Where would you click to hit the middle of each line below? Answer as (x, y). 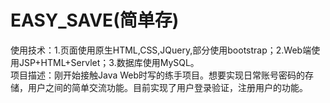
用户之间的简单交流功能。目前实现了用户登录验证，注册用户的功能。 (167, 87)
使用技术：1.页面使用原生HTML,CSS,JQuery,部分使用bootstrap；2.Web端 (161, 50)
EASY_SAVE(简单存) (95, 20)
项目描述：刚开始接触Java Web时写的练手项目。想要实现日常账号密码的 (158, 75)
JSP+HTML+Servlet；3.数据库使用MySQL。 (109, 62)
